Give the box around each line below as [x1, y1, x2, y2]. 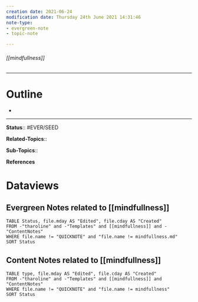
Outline [6, 87, 43, 101]
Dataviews [6, 179, 59, 192]
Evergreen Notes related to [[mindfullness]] [6, 203, 170, 213]
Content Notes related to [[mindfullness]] [6, 255, 161, 265]
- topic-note [6, 31, 38, 37]
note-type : [6, 20, 33, 25]
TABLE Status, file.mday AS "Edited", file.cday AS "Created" [6, 219, 162, 224]
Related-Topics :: [6, 136, 47, 143]
